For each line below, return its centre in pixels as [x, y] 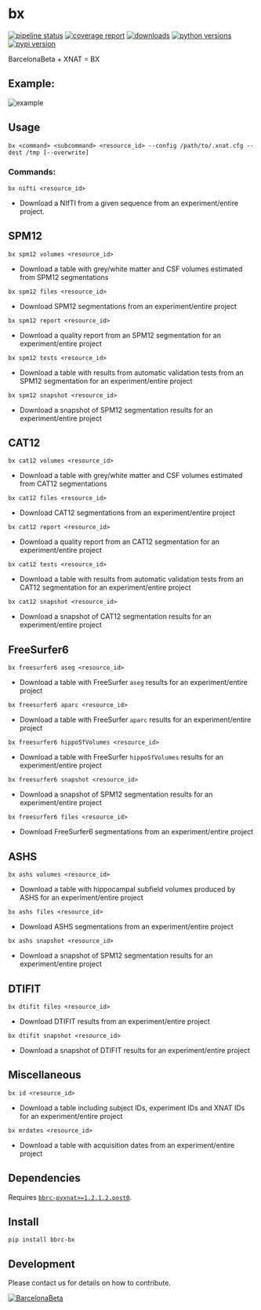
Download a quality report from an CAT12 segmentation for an [120, 542]
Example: [31, 84]
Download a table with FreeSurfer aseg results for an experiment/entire [134, 683]
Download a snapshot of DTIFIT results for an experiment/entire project [135, 1050]
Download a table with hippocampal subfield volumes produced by [127, 889]
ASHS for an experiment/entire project [81, 898]
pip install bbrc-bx [42, 1240]
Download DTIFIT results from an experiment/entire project [114, 1021]
